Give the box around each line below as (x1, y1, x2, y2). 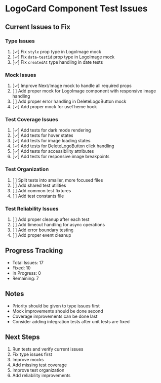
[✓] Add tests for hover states (12, 132, 74, 138)
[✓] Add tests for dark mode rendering (12, 127, 91, 133)
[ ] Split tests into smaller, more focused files (12, 177, 103, 183)
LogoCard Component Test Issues (5, 3, 148, 14)
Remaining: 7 (12, 275, 39, 281)
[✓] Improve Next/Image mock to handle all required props (12, 83, 132, 89)
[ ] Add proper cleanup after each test (12, 216, 90, 222)
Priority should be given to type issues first (12, 302, 100, 309)
